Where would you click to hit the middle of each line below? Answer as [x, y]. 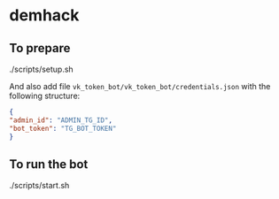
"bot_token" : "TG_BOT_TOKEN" [63, 128]
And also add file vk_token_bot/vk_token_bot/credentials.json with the [140, 86]
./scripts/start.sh [39, 186]
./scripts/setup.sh [41, 69]
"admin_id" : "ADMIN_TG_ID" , [61, 120]
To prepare [40, 48]
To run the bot [49, 164]
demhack [44, 15]
